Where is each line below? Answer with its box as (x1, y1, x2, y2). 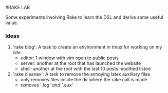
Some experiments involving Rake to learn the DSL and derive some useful (5, 14, 163, 20)
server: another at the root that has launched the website (20, 60, 141, 66)
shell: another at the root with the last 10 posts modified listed (20, 66, 151, 72)
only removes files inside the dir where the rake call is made (20, 77, 147, 83)
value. (5, 20, 18, 26)
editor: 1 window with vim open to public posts (20, 55, 119, 61)
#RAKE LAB (5, 5, 30, 10)
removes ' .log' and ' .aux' (20, 82, 73, 88)
